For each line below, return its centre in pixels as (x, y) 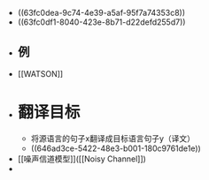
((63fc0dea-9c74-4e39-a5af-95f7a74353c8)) (101, 13)
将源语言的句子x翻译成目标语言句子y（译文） (113, 138)
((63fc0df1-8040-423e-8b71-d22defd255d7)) (101, 22)
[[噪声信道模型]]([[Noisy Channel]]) (81, 159)
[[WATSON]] (40, 73)
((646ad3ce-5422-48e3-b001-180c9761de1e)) (116, 148)
